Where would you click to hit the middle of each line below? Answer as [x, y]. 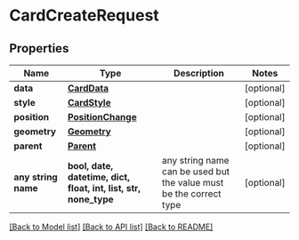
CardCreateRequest [85, 16]
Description [199, 73]
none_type [90, 199]
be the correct [191, 194]
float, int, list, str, [104, 188]
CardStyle [89, 103]
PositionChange [102, 117]
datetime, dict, [99, 177]
